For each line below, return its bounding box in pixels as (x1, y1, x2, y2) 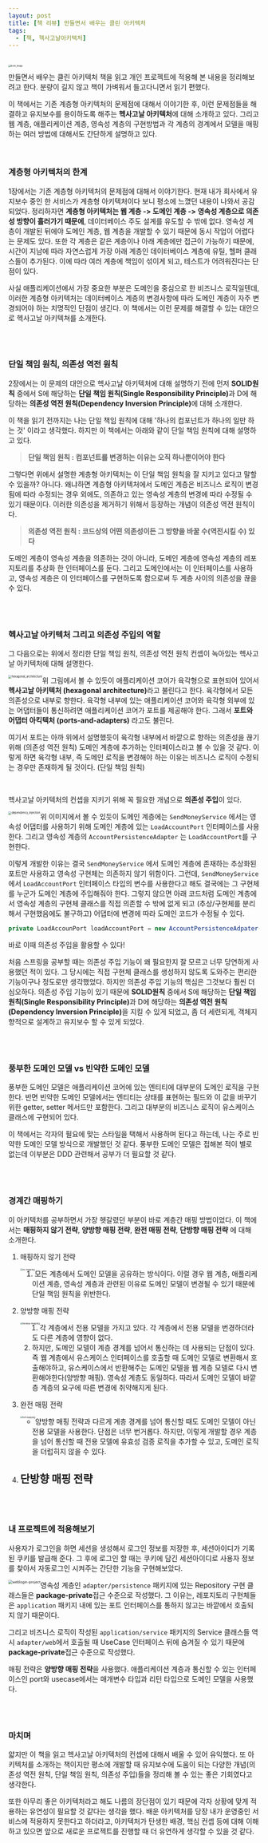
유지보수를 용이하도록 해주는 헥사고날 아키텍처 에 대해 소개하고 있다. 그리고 (29, 109, 259, 119)
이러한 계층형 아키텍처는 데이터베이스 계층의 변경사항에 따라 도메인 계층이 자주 (8, 293, 251, 303)
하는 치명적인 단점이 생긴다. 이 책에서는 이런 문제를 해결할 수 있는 (35, 303, 238, 312)
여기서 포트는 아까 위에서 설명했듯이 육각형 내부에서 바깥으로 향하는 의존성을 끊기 (8, 732, 260, 743)
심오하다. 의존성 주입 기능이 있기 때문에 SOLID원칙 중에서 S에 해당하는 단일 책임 (8, 987, 257, 997)
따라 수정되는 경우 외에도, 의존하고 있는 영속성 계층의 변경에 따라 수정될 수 (22, 489, 253, 499)
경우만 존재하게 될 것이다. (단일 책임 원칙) (16, 763, 145, 772)
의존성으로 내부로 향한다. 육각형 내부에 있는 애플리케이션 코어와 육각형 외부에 (8, 696, 247, 705)
